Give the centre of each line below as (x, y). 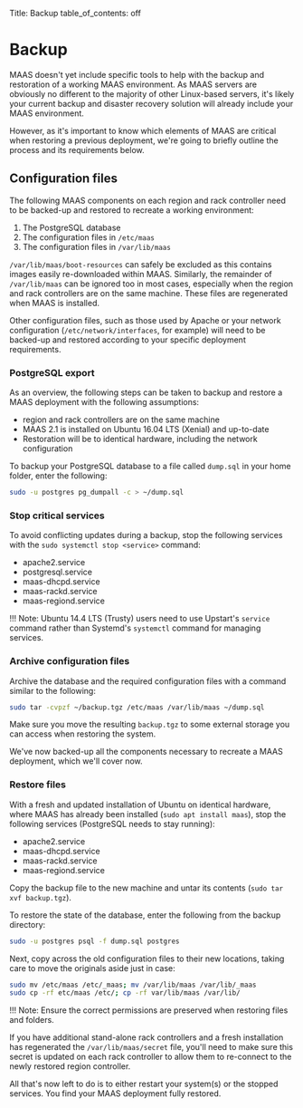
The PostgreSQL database (71, 227)
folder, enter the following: (58, 476)
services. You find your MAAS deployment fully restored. (115, 1094)
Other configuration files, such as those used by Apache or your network (146, 320)
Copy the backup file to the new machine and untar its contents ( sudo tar (147, 888)
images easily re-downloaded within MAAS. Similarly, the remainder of (141, 274)
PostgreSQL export (52, 372)
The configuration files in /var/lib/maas (97, 246)
